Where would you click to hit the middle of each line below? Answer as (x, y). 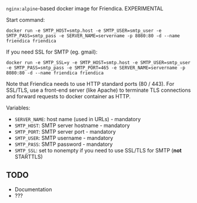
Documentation (33, 189)
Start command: (26, 20)
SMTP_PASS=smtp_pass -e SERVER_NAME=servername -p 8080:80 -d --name (93, 36)
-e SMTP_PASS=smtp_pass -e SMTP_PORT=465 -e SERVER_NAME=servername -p (96, 68)
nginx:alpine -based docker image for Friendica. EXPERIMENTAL (85, 9)
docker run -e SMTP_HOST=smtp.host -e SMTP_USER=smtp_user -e (84, 31)
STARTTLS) (29, 157)
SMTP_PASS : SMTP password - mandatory (64, 144)
